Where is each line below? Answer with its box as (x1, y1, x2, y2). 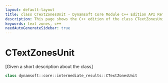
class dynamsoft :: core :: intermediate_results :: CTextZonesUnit (5, 73, 137, 79)
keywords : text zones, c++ (5, 21, 61, 26)
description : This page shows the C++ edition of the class (5, 16, 133, 21)
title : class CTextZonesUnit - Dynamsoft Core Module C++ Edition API (5, 12, 155, 17)
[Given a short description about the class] (5, 64, 93, 70)
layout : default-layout (5, 7, 55, 12)
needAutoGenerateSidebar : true (5, 26, 70, 31)
